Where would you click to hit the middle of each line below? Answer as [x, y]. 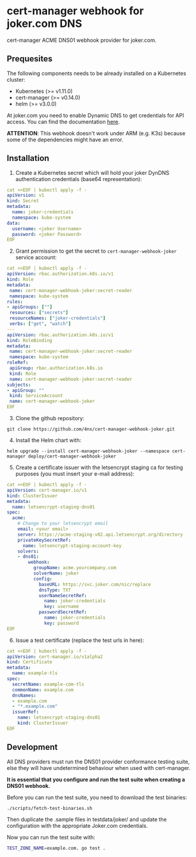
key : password [62, 623]
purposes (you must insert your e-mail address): [75, 474]
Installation [28, 158]
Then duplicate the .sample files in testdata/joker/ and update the [87, 819]
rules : [15, 302]
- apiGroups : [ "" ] [29, 307]
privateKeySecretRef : [44, 540]
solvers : [28, 551]
